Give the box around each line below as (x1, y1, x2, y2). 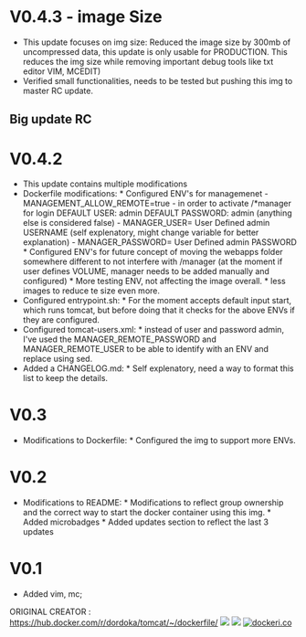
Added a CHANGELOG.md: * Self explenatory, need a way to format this (22, 363, 294, 374)
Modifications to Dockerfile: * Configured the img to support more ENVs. (22, 435, 297, 446)
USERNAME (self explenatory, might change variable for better (22, 227, 259, 239)
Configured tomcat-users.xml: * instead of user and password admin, (22, 324, 285, 335)
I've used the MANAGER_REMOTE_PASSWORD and (22, 334, 216, 345)
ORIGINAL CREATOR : (9, 606, 91, 618)
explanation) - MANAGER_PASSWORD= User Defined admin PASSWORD (22, 237, 297, 248)
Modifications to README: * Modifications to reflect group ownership (22, 497, 284, 508)
